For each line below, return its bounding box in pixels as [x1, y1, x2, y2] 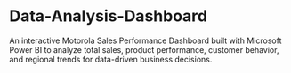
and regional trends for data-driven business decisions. [9, 54, 213, 64]
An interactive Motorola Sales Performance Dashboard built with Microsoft [9, 35, 282, 46]
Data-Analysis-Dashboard [9, 6, 207, 26]
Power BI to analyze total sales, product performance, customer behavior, [9, 44, 279, 55]
